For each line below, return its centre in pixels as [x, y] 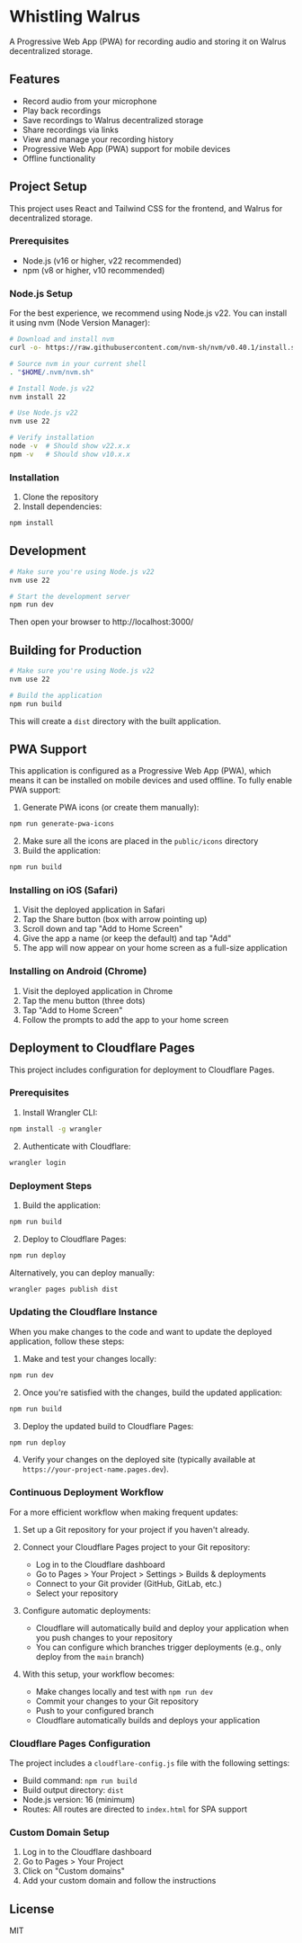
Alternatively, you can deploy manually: [82, 1272]
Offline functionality [59, 158]
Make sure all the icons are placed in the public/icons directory [140, 841]
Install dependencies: [62, 506]
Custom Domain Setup [59, 1832]
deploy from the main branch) [90, 1656]
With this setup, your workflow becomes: [98, 1674]
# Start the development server [70, 596]
